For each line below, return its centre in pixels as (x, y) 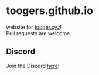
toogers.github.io (50, 11)
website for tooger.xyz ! (34, 27)
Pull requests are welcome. (39, 33)
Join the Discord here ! (33, 66)
